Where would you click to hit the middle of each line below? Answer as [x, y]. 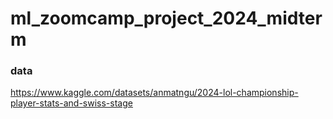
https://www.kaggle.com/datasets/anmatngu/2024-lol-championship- [154, 93]
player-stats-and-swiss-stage [71, 103]
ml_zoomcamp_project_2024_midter [166, 18]
